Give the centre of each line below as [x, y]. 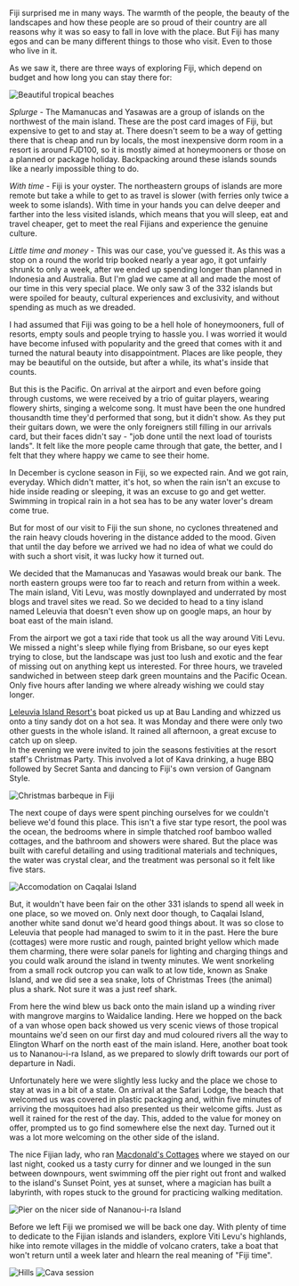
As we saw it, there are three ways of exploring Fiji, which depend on [136, 68]
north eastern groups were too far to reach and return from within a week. [145, 583]
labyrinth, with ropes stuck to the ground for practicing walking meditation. [146, 1192]
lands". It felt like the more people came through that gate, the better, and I [146, 446]
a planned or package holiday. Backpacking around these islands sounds [143, 159]
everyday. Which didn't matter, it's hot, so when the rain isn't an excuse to [145, 482]
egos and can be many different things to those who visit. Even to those [141, 41]
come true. [29, 510]
